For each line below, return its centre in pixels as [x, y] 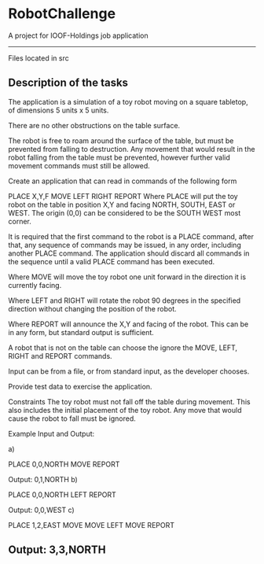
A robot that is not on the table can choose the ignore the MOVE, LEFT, [123, 348]
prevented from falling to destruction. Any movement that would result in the [132, 149]
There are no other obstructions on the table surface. [94, 125]
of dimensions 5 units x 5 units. [59, 110]
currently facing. [35, 285]
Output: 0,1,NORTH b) [43, 479]
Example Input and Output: [51, 433]
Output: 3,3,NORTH [57, 550]
